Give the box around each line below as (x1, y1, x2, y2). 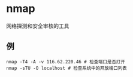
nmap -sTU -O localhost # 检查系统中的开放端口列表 (6, 65, 127, 71)
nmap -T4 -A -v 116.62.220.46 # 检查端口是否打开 (6, 58, 126, 64)
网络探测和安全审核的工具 (6, 22, 69, 29)
